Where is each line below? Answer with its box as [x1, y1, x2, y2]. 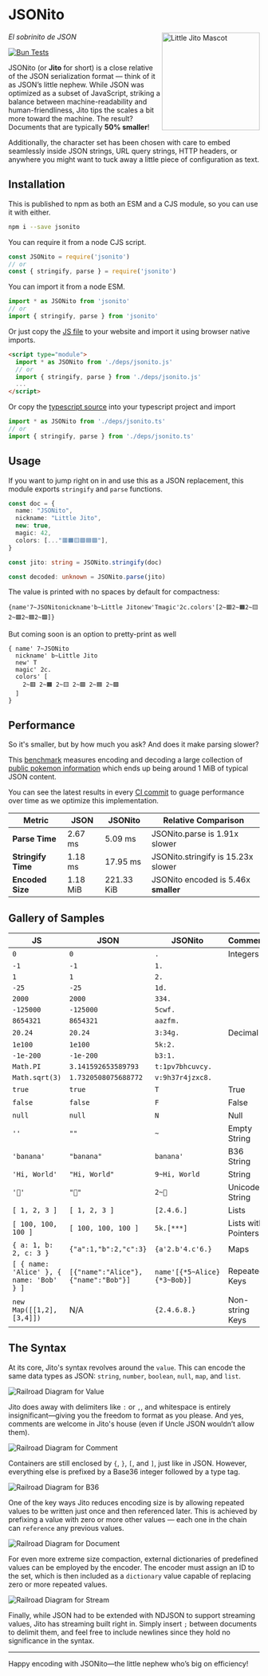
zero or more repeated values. [8, 1579, 108, 1589]
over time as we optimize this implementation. [8, 796, 160, 806]
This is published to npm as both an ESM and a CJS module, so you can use [8, 199, 258, 208]
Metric [22, 815, 49, 826]
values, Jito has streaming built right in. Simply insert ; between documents [8, 1619, 258, 1628]
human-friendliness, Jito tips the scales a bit [8, 105, 154, 115]
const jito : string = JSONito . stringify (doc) [8, 558, 162, 566]
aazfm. [154, 1016, 179, 1026]
